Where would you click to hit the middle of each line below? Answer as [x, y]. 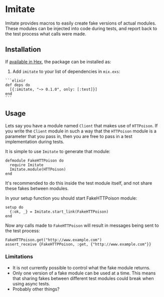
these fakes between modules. [37, 188]
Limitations [19, 257]
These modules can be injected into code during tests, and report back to [81, 28]
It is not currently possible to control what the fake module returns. [81, 267]
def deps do [18, 85]
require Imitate [27, 165]
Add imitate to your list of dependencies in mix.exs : [66, 71]
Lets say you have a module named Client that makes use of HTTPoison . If [81, 125]
